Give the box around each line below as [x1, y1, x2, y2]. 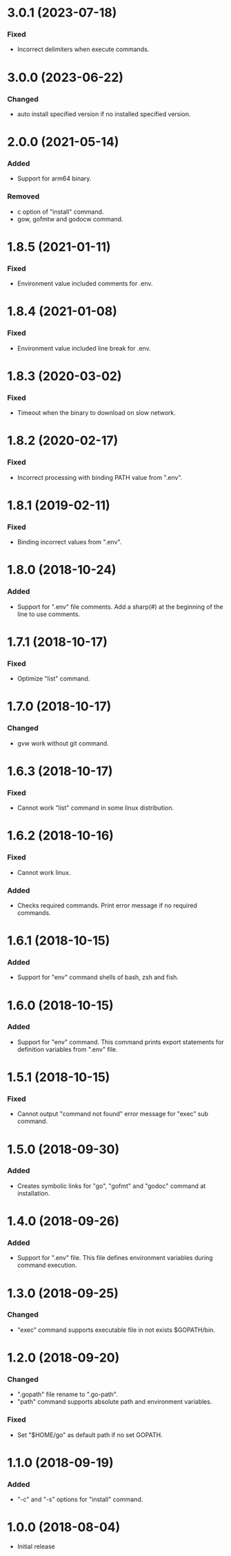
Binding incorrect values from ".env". [17, 538, 122, 546]
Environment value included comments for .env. [17, 279, 153, 288]
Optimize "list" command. [17, 674, 90, 683]
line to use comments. [17, 610, 81, 618]
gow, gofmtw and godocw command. [17, 214, 123, 223]
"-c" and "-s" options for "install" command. [17, 1495, 143, 1503]
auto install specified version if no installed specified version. [17, 109, 191, 118]
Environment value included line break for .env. [17, 344, 151, 352]
